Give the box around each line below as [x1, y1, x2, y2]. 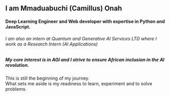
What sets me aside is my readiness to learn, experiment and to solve [5, 80, 153, 86]
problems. [5, 86, 27, 92]
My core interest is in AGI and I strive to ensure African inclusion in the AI [5, 57, 165, 63]
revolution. [5, 62, 29, 68]
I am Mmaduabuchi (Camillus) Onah [5, 4, 122, 13]
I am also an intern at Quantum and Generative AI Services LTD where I [5, 35, 157, 41]
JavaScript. [5, 23, 31, 30]
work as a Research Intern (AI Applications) [5, 41, 98, 47]
